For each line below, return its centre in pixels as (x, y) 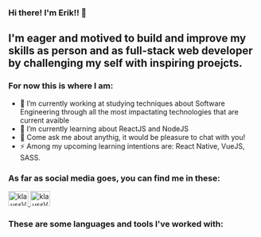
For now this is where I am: (61, 86)
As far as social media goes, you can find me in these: (114, 178)
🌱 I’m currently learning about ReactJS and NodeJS (104, 128)
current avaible (45, 120)
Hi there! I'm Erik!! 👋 (48, 13)
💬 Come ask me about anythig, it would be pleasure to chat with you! (132, 137)
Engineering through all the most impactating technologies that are (129, 111)
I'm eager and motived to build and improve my (127, 39)
